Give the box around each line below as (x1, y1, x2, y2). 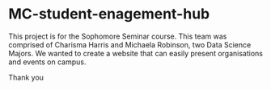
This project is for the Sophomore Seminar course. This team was (8, 31, 227, 41)
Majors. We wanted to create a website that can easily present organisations (8, 48, 263, 58)
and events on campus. (8, 57, 87, 67)
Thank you (8, 72, 44, 82)
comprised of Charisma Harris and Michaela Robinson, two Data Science (8, 39, 252, 49)
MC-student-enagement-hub (8, 5, 210, 23)
